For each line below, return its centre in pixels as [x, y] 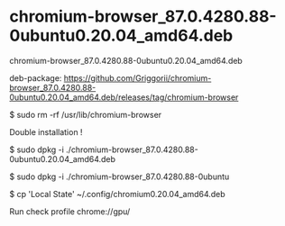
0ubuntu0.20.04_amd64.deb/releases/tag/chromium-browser [124, 97]
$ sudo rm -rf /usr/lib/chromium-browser [86, 114]
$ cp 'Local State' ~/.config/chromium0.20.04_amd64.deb [117, 194]
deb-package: [36, 77]
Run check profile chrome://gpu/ [70, 211]
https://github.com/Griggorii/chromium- [138, 77]
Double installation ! [46, 131]
